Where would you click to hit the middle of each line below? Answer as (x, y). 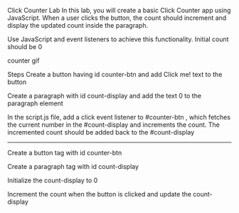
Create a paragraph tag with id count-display (73, 166)
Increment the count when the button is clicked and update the (100, 194)
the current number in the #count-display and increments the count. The (114, 125)
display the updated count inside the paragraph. (78, 25)
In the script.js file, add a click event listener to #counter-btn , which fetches (119, 117)
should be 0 (25, 47)
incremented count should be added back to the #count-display (101, 132)
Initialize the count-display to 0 (53, 180)
